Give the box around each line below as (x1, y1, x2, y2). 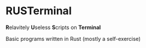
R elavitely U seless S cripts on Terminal (5, 24, 101, 31)
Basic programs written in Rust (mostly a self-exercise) (5, 35, 141, 42)
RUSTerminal (5, 4, 72, 18)
